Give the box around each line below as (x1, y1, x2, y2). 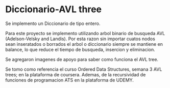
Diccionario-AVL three (5, 4, 102, 15)
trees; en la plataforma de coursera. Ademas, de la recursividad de (5, 71, 146, 77)
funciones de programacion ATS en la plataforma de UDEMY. (5, 77, 134, 83)
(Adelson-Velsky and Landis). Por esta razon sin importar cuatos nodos (5, 36, 156, 42)
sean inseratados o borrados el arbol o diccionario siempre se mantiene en (5, 41, 163, 47)
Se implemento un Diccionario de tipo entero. (5, 20, 101, 26)
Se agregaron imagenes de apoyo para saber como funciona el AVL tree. (5, 56, 159, 62)
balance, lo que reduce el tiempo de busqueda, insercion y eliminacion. (5, 46, 156, 52)
